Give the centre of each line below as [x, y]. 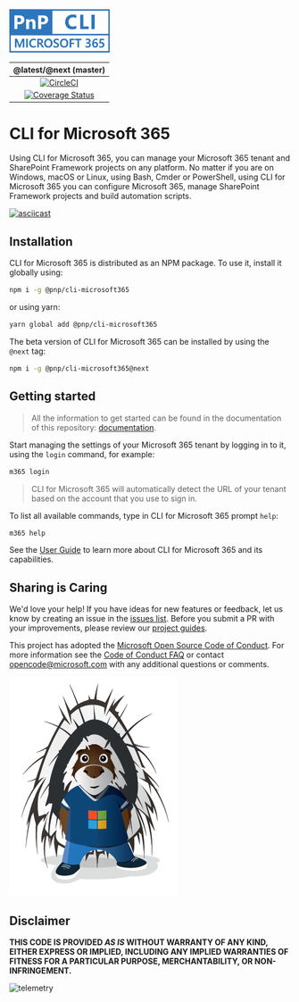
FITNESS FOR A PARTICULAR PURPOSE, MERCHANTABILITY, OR [131, 961]
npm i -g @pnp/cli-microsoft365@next [79, 369]
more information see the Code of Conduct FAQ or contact [117, 655]
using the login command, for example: [82, 454]
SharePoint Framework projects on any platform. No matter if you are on [142, 168]
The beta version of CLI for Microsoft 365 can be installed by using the [139, 342]
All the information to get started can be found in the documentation [156, 418]
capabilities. [31, 559]
